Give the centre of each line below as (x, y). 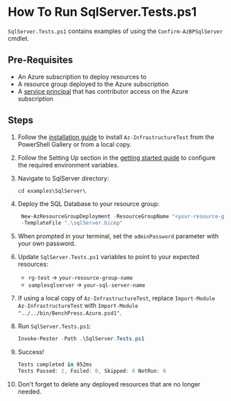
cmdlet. (19, 38)
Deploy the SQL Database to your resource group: (89, 204)
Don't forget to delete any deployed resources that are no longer (109, 384)
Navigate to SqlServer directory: (63, 178)
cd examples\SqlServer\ (52, 191)
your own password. (47, 244)
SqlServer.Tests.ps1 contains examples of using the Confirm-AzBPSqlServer (115, 31)
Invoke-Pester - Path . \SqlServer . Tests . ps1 (81, 339)
